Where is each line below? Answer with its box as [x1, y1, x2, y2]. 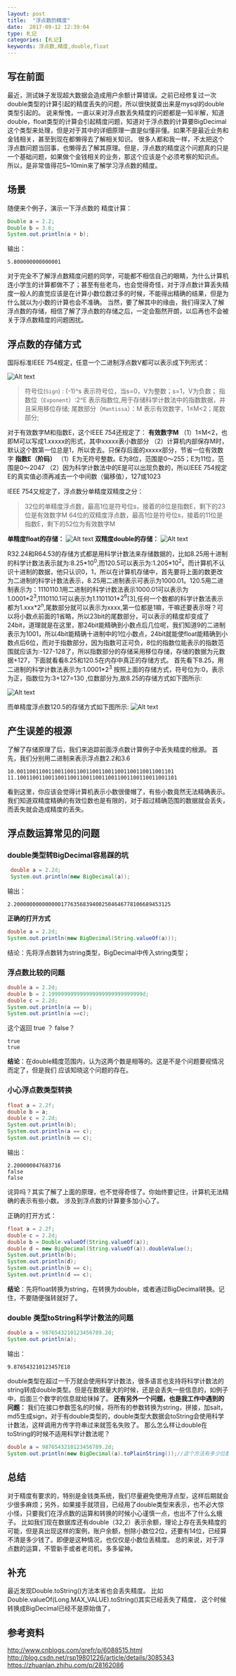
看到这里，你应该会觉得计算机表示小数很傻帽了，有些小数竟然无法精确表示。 [7, 787, 229, 796]
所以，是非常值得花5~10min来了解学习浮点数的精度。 [7, 161, 162, 170]
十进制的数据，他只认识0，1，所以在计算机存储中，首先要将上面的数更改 [13, 567, 223, 576]
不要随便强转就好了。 [19, 1293, 81, 1302]
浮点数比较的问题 [7, 967, 65, 977]
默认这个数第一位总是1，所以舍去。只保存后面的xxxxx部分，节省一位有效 [7, 446, 218, 455]
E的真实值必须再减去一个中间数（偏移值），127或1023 [7, 472, 162, 481]
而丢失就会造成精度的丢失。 [7, 805, 88, 813]
